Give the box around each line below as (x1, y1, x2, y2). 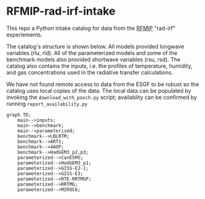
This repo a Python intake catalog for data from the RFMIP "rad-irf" (6, 24, 176, 32)
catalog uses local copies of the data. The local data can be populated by (6, 87, 192, 94)
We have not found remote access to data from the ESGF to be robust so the (6, 81, 199, 88)
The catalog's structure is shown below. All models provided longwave (6, 43, 185, 50)
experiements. (6, 31, 43, 38)
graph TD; (6, 112, 32, 118)
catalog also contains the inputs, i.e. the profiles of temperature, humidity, (6, 62, 193, 70)
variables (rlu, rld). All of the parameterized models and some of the (6, 49, 177, 56)
